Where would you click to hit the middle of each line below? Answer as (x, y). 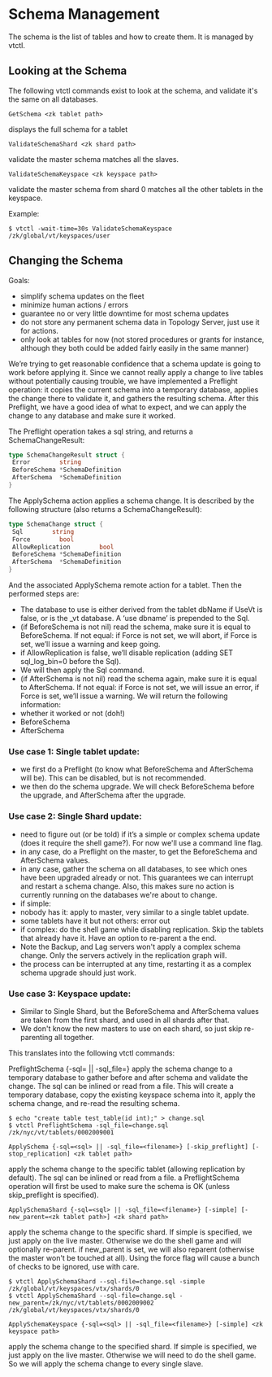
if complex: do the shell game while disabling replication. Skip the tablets (142, 929)
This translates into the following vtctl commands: (92, 1053)
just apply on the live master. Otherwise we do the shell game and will (125, 1240)
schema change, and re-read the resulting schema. (94, 1103)
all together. (74, 1037)
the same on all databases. (54, 99)
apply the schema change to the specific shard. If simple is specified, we (130, 1232)
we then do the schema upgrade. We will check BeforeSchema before (137, 787)
